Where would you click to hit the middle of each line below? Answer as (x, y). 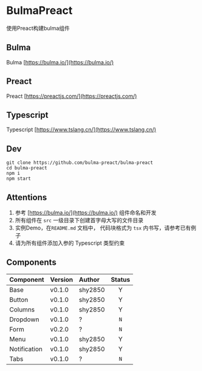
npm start (19, 179)
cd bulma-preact (27, 168)
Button (19, 299)
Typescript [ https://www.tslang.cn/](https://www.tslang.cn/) (81, 130)
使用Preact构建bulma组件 (38, 28)
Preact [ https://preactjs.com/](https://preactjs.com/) (72, 96)
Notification (26, 349)
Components (31, 263)
